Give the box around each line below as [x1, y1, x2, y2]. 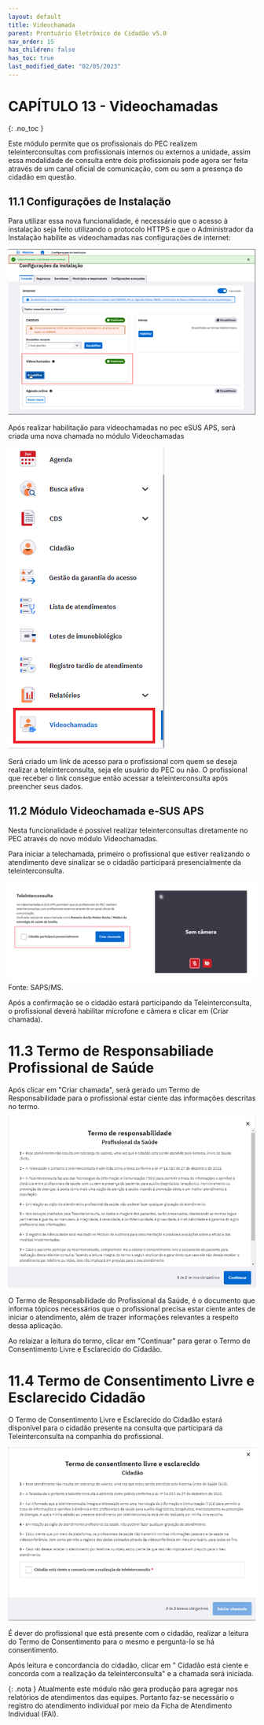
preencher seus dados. [8, 781, 83, 791]
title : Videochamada [8, 20, 76, 29]
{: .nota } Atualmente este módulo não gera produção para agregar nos [8, 1684, 238, 1693]
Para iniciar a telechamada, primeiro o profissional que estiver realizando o [8, 849, 251, 859]
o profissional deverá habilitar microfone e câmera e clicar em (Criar [8, 1007, 229, 1016]
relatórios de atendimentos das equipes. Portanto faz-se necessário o [8, 1693, 234, 1702]
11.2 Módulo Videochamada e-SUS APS [8, 804, 204, 818]
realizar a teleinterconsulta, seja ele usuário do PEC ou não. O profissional [8, 765, 247, 774]
